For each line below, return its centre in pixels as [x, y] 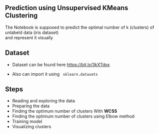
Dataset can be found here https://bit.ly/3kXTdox [61, 65]
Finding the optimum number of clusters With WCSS [65, 111]
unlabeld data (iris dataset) [32, 32]
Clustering [21, 16]
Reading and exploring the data [44, 101]
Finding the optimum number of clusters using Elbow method [73, 117]
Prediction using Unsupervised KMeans [67, 8]
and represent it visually [29, 37]
